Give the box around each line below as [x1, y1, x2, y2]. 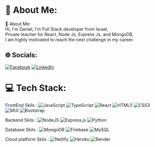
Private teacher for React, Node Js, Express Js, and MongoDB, [5, 31, 134, 37]
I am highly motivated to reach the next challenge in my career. [5, 37, 134, 43]
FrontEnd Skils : [5, 102, 37, 108]
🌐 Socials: [5, 51, 38, 59]
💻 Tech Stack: [5, 82, 67, 94]
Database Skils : [5, 126, 38, 133]
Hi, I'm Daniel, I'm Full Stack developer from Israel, [5, 26, 108, 32]
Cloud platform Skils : [5, 136, 49, 142]
